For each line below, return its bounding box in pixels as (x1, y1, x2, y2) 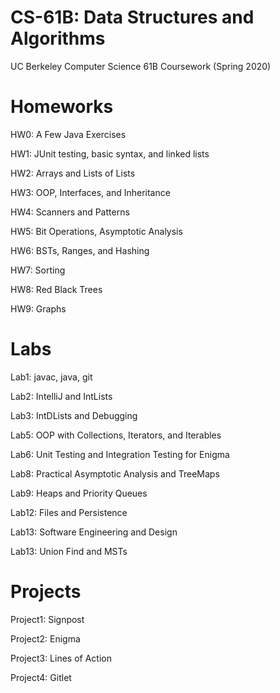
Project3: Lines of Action (10, 652, 112, 664)
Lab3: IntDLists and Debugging (10, 409, 138, 421)
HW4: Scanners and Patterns (10, 206, 130, 218)
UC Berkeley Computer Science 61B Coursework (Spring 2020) (10, 60, 272, 72)
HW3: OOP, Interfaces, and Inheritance (10, 186, 171, 198)
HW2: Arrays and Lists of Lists (10, 167, 136, 179)
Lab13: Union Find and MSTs (10, 545, 128, 557)
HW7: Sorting (10, 264, 66, 276)
